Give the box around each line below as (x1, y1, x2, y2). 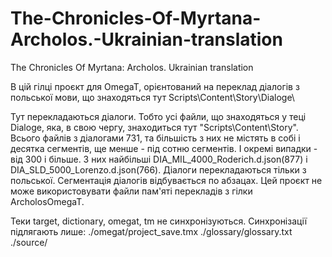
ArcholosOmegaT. (10, 195, 85, 207)
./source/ (10, 236, 48, 248)
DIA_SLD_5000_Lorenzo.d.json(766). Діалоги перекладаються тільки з (10, 163, 307, 176)
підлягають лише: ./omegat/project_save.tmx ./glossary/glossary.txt (10, 225, 293, 237)
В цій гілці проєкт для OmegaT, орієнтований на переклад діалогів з (10, 80, 300, 92)
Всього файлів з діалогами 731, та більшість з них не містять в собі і (10, 132, 301, 144)
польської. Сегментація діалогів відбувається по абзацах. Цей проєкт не (10, 174, 323, 186)
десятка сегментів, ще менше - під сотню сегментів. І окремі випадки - (10, 142, 318, 154)
